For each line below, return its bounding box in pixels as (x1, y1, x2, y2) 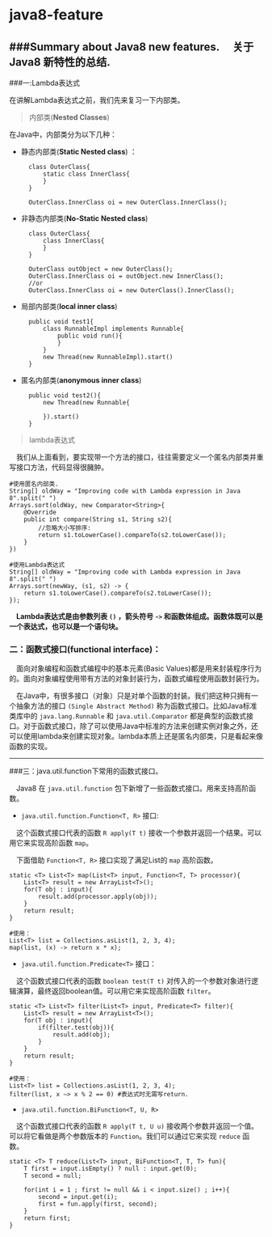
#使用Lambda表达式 (9, 561, 65, 569)
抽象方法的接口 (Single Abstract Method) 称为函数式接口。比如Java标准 (15, 701, 257, 711)
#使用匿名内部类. (9, 480, 59, 488)
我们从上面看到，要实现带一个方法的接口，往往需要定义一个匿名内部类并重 (16, 452, 264, 462)
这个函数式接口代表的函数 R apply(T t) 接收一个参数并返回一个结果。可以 (16, 828, 262, 838)
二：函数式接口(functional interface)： (9, 643, 161, 655)
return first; (23, 1214, 71, 1222)
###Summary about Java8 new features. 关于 (9, 40, 254, 53)
